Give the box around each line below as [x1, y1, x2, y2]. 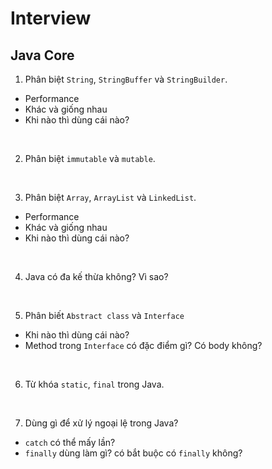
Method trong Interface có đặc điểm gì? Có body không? [24, 340, 263, 351]
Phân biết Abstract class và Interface [24, 310, 185, 321]
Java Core [10, 47, 75, 64]
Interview [10, 7, 92, 30]
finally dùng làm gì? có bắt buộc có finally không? [24, 447, 243, 459]
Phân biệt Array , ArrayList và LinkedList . [24, 192, 197, 203]
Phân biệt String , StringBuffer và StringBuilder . [24, 73, 228, 85]
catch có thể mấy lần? [24, 437, 116, 448]
